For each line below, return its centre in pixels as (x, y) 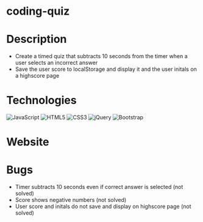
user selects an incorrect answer (56, 63)
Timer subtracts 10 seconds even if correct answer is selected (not (99, 187)
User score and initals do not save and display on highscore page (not (103, 207)
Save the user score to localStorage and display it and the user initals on (106, 69)
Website (28, 142)
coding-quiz (38, 11)
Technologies (42, 101)
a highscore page (37, 76)
